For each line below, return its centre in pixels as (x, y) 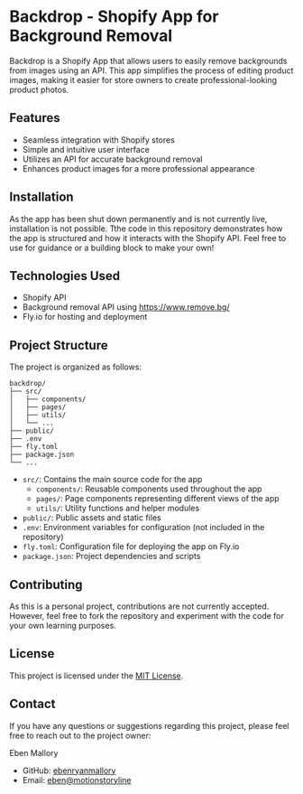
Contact (32, 704)
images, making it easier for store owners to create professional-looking (143, 79)
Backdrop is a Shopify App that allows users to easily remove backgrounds (148, 61)
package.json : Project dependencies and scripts (111, 556)
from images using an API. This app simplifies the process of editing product (151, 70)
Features (35, 118)
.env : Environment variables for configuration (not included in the (143, 528)
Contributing (46, 584)
